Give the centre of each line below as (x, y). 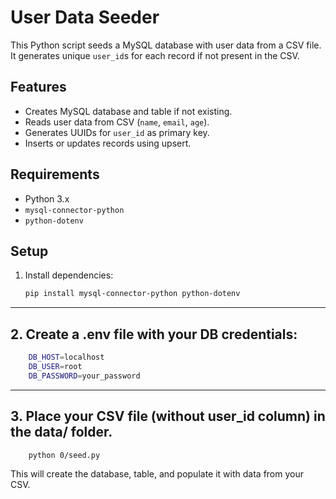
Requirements (55, 174)
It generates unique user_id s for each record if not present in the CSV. (155, 55)
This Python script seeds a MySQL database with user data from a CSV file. (166, 45)
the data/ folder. (61, 432)
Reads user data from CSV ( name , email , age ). (117, 122)
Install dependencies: (69, 275)
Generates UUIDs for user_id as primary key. (117, 132)
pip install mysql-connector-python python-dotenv (132, 294)
